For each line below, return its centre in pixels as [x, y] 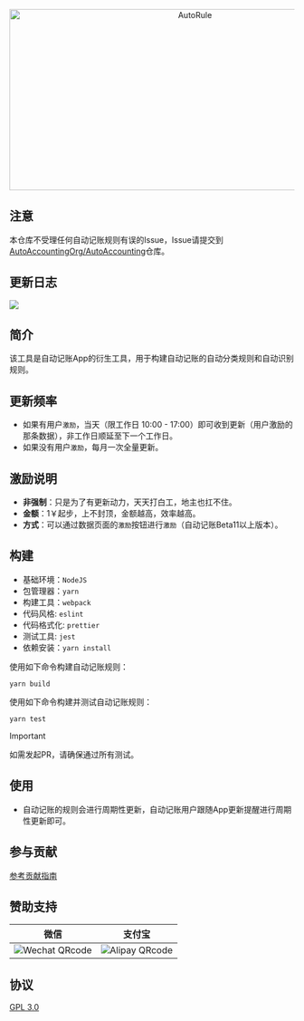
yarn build [30, 684]
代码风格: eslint [53, 613]
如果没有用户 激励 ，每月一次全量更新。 [93, 448]
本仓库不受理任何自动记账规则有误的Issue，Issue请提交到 [116, 239]
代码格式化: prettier [61, 624]
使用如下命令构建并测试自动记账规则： [81, 701]
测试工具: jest [49, 636]
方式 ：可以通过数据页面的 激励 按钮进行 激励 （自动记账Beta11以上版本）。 [152, 525]
